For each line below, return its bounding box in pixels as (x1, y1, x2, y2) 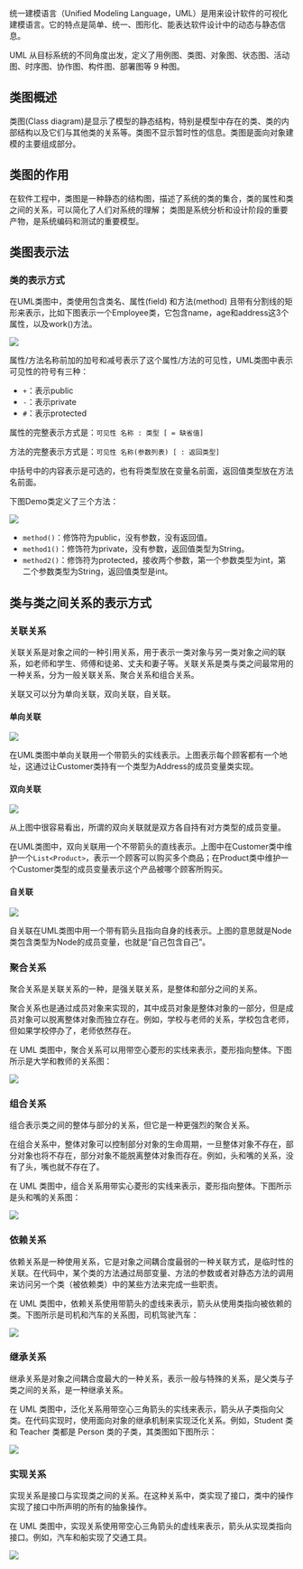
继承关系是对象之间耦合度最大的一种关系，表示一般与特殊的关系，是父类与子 (9, 1373, 294, 1384)
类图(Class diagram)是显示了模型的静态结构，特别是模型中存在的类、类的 (9, 116, 282, 127)
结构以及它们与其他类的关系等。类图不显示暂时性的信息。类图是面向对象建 (16, 127, 294, 137)
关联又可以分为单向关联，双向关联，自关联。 (9, 689, 176, 699)
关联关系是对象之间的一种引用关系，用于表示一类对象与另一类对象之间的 (9, 647, 278, 657)
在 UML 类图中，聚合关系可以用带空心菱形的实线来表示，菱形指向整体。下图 (9, 1044, 292, 1055)
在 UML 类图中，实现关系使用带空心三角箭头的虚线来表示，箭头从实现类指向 (9, 1521, 292, 1532)
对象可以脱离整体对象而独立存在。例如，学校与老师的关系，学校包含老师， (16, 1013, 294, 1024)
